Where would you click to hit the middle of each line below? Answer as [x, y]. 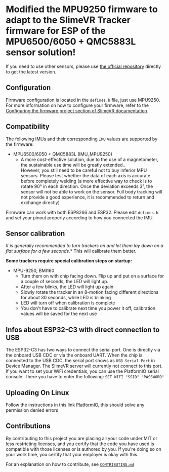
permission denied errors [32, 410]
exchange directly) [40, 202]
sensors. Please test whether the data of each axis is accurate [86, 175]
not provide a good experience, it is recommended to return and [88, 197]
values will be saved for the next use [59, 314]
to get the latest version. [31, 71]
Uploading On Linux [37, 393]
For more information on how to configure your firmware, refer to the [77, 105]
